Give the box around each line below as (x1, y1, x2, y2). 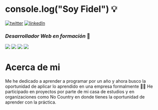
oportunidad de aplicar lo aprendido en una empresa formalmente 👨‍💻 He (5, 83, 153, 90)
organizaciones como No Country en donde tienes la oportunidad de (5, 94, 145, 100)
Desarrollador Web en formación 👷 (5, 32, 90, 39)
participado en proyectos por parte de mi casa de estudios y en (5, 89, 135, 95)
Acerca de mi (5, 62, 60, 73)
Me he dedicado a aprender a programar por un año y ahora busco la (5, 78, 146, 84)
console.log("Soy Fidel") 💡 (5, 3, 118, 15)
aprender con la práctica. (5, 99, 57, 105)
